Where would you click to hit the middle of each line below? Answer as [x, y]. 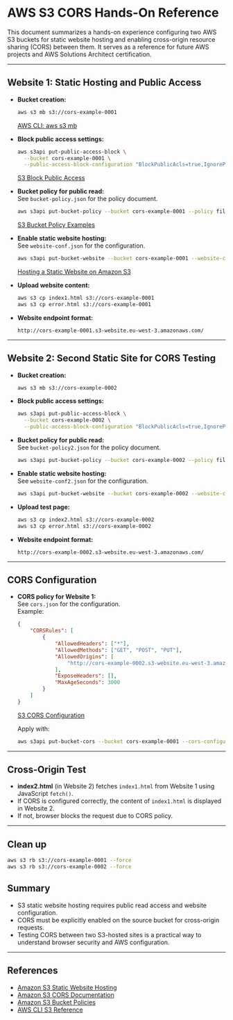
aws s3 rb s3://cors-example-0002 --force [69, 867]
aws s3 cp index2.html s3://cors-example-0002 [86, 520]
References [33, 971]
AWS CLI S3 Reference [50, 1010]
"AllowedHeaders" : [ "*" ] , [92, 644]
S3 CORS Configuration [51, 715]
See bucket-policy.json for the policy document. [87, 199]
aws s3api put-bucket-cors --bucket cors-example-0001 [98, 741]
